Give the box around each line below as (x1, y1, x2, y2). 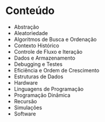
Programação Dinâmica (13, 92, 71, 99)
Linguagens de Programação (13, 85, 84, 92)
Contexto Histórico (13, 42, 60, 49)
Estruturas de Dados (13, 73, 64, 80)
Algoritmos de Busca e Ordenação (13, 36, 97, 43)
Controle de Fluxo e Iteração (13, 48, 83, 55)
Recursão (13, 97, 37, 104)
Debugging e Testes (13, 60, 62, 68)
